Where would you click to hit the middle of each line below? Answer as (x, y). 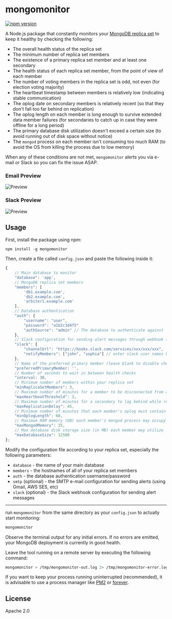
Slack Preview (23, 200)
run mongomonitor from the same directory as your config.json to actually (82, 512)
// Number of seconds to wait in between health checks (76, 373)
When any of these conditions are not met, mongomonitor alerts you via (79, 157)
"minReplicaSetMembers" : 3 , (44, 387)
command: (17, 558)
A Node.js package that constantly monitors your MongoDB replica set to (82, 33)
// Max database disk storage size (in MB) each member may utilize (89, 430)
